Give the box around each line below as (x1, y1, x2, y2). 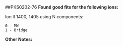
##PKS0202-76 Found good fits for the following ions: (5, 4, 119, 10)
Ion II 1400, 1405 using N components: (5, 14, 84, 19)
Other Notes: (5, 37, 33, 42)
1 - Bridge (5, 28, 28, 33)
